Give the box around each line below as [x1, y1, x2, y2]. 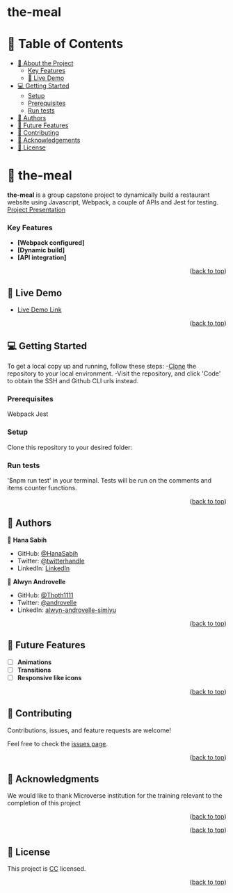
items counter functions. [7, 483, 78, 492]
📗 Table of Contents [7, 36, 124, 52]
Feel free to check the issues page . [7, 739, 108, 748]
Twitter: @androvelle [17, 598, 77, 606]
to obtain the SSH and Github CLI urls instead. [7, 376, 139, 385]
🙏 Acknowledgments [7, 773, 99, 785]
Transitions [17, 666, 51, 674]
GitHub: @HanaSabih [17, 549, 79, 557]
